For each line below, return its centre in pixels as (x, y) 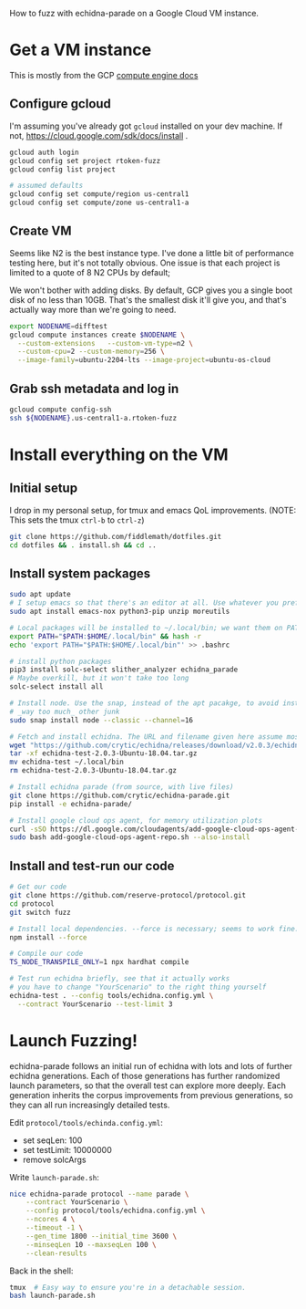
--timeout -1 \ (55, 1228)
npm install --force (49, 937)
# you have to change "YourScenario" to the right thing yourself (138, 987)
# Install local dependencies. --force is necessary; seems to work (142, 929)
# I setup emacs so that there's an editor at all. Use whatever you (144, 603)
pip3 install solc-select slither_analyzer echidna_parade (124, 670)
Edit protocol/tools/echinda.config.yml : (87, 1122)
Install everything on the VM (119, 454)
